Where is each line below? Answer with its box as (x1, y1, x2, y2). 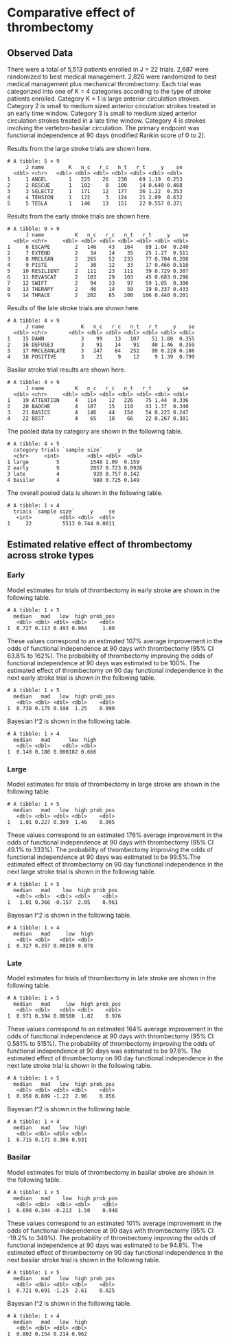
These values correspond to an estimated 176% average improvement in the (7, 831, 223, 839)
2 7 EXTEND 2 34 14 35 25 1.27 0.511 (7, 250, 189, 256)
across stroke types (7, 549, 94, 561)
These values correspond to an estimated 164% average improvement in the (7, 1025, 223, 1033)
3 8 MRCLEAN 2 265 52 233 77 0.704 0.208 (7, 256, 189, 263)
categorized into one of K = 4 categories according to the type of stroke (7, 88, 211, 95)
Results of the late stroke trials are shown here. (7, 304, 141, 312)
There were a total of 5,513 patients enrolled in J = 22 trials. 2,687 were (7, 65, 209, 73)
